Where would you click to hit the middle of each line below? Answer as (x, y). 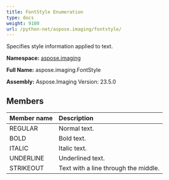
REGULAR (24, 129)
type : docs (20, 18)
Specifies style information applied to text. (60, 46)
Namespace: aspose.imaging (44, 58)
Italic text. (73, 148)
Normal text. (76, 129)
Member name (31, 118)
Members (25, 101)
